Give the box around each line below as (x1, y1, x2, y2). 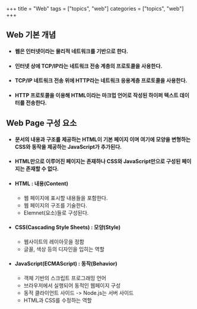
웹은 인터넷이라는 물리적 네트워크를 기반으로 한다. (14, 47, 129, 55)
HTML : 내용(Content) (14, 180, 69, 187)
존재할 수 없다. (26, 165, 59, 173)
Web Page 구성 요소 (6, 118, 77, 128)
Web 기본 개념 (6, 30, 56, 40)
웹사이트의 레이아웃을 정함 (23, 238, 85, 245)
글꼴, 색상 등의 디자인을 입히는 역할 (23, 246, 105, 253)
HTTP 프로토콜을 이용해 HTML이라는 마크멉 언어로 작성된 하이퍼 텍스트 (14, 91, 179, 98)
